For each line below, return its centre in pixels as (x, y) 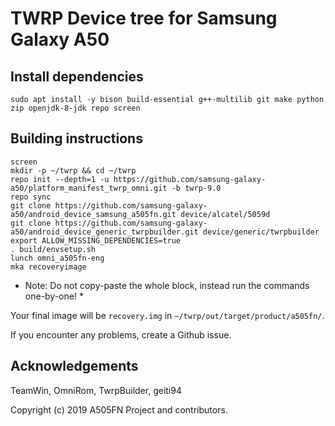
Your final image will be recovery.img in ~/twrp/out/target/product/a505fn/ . (167, 315)
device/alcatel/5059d (225, 214)
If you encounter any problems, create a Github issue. (121, 334)
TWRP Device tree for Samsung (144, 18)
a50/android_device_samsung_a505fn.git (93, 214)
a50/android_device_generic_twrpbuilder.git (104, 232)
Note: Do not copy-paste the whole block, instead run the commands (167, 285)
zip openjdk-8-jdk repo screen (75, 108)
